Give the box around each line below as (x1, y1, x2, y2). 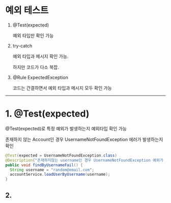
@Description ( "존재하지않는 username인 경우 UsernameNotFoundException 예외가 (5, 157, 164, 163)
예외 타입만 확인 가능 (12, 32, 54, 38)
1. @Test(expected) (5, 108, 90, 120)
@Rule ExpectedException (12, 74, 69, 80)
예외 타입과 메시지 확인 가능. (12, 53, 69, 59)
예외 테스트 (5, 5, 49, 16)
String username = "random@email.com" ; (10, 167, 95, 172)
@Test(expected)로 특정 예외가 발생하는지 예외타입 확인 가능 (5, 125, 127, 131)
